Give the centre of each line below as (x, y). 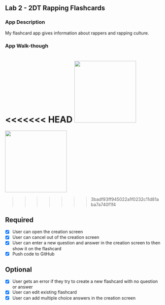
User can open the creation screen (48, 232)
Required (19, 220)
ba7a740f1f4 (103, 204)
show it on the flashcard (37, 248)
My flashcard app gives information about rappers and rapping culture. (77, 33)
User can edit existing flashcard (45, 292)
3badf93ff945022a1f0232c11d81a (125, 199)
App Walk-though (27, 45)
